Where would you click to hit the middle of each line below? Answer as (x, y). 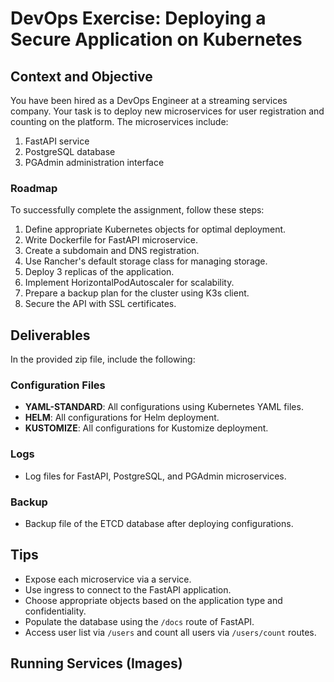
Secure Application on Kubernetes (156, 39)
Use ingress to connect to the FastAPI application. (128, 589)
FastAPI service (57, 141)
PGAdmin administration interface (94, 162)
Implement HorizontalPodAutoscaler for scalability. (129, 283)
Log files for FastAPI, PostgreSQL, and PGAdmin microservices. (155, 476)
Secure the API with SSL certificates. (100, 304)
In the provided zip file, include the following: (103, 359)
